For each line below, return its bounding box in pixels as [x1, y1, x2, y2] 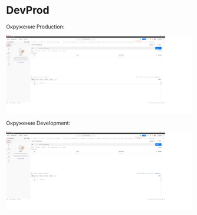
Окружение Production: [6, 23, 65, 30]
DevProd [6, 4, 50, 17]
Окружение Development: [6, 119, 71, 127]
